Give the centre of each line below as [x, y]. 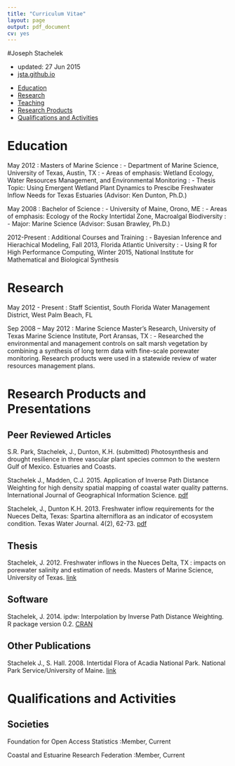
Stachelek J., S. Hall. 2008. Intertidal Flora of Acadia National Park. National [116, 663]
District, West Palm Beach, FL [50, 315]
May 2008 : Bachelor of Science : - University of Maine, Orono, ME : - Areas [117, 209]
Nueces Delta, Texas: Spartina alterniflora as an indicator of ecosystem [110, 516]
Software [28, 599]
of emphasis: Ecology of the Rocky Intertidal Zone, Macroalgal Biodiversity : [117, 216]
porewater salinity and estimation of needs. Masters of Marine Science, [110, 570]
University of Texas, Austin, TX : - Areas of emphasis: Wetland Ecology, [110, 173]
